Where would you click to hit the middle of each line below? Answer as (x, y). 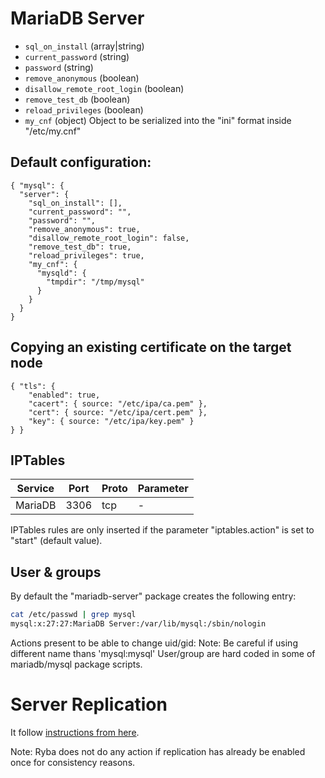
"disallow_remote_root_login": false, (109, 238)
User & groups (56, 572)
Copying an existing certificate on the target (151, 347)
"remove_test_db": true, (80, 247)
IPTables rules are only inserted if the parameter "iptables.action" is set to (162, 530)
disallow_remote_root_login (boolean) (104, 88)
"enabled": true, (64, 395)
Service (35, 489)
